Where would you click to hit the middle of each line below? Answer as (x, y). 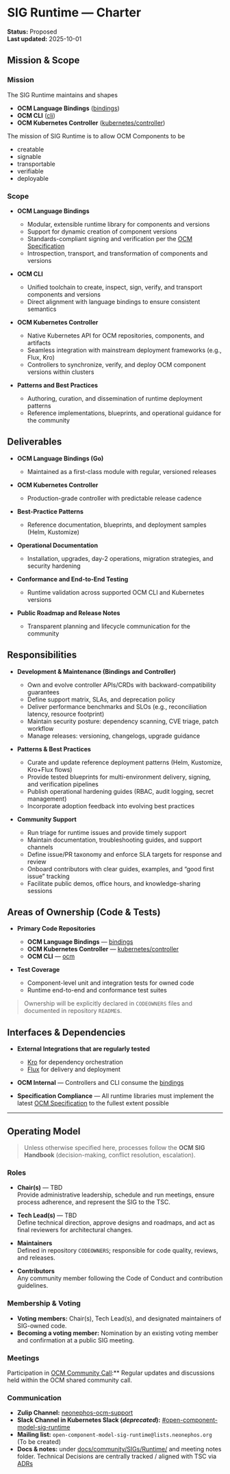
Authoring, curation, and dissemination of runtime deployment (115, 398)
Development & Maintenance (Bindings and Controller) (97, 671)
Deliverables (35, 442)
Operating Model (44, 1131)
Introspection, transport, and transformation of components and (117, 253)
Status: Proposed (32, 32)
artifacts (39, 342)
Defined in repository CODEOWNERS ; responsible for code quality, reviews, (117, 1251)
